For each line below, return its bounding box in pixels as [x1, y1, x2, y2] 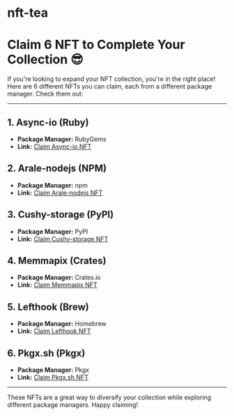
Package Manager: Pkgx [17, 366, 89, 374]
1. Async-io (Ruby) [7, 117, 89, 128]
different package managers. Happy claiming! [7, 401, 139, 409]
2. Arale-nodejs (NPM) [7, 163, 107, 174]
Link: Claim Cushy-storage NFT [17, 235, 109, 243]
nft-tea [7, 5, 49, 21]
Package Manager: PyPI [17, 227, 88, 235]
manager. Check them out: [7, 89, 84, 98]
